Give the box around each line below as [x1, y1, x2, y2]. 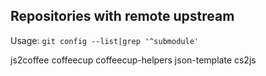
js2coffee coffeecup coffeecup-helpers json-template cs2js [10, 54, 257, 66]
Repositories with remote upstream [10, 8, 235, 25]
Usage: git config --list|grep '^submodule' [10, 34, 199, 46]
